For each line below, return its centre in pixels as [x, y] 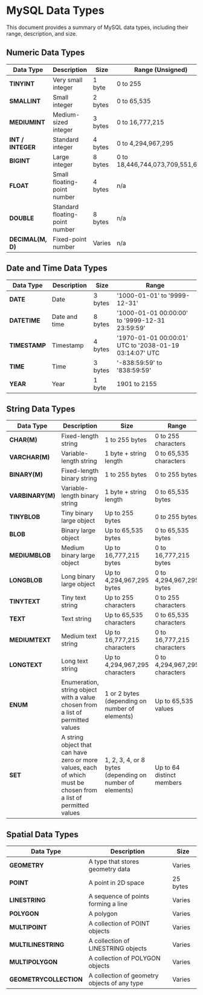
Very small [67, 80]
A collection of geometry [124, 976]
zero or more [79, 760]
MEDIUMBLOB [30, 555]
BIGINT [20, 161]
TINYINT [22, 83]
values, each [79, 768]
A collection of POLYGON [124, 958]
